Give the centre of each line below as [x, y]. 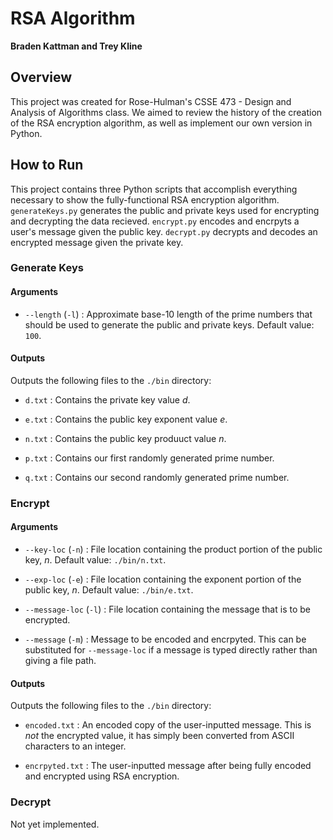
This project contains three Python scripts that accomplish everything [154, 189]
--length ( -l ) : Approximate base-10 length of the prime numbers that [168, 314]
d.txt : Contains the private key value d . [107, 399]
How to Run [47, 165]
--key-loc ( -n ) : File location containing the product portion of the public [173, 549]
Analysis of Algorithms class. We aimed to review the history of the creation [166, 112]
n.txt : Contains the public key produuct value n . [125, 438]
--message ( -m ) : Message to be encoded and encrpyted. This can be [165, 639]
